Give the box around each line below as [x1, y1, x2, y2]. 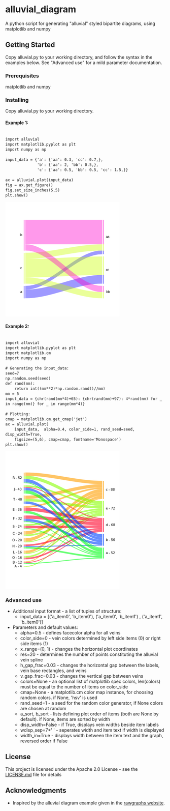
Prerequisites [5, 72, 39, 79]
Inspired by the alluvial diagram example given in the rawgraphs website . [12, 800, 165, 806]
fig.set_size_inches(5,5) [5, 187, 60, 193]
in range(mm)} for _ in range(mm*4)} [5, 401, 85, 407]
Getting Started [5, 41, 55, 49]
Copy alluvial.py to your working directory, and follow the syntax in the [5, 54, 153, 60]
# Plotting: [5, 411, 30, 417]
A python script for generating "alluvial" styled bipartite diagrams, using [5, 20, 156, 26]
